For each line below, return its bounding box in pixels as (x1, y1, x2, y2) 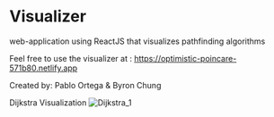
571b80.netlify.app (9, 63, 78, 73)
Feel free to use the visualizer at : (9, 53, 133, 63)
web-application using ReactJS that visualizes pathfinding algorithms (9, 36, 266, 46)
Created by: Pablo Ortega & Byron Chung (9, 79, 162, 90)
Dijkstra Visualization (9, 96, 87, 108)
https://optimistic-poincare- (134, 53, 237, 63)
